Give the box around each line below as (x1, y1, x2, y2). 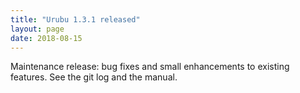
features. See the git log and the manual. (10, 71, 178, 83)
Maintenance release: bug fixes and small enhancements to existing (10, 61, 290, 73)
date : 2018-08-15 (10, 33, 83, 43)
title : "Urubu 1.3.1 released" (10, 14, 141, 25)
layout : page (10, 24, 65, 34)
